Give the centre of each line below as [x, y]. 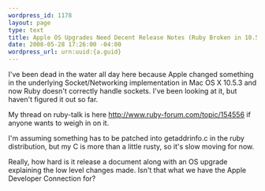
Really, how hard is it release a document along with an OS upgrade [118, 162]
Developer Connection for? [52, 178]
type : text [26, 30]
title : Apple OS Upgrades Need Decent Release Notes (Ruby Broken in [125, 37]
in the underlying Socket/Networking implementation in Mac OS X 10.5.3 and [132, 83]
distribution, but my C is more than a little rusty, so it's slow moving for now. [131, 147]
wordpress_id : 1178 [40, 15]
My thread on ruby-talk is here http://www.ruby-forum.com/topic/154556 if [129, 114]
